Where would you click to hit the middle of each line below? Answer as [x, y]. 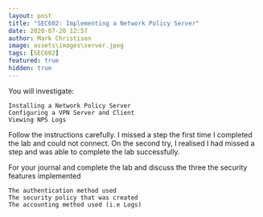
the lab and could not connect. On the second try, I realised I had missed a [131, 143]
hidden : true [30, 68]
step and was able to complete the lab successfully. [94, 151]
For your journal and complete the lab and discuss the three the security [128, 167]
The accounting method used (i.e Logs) [75, 205]
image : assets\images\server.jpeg [66, 46]
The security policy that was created [73, 198]
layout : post [30, 16]
